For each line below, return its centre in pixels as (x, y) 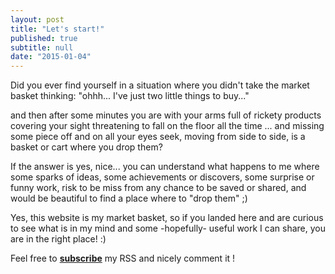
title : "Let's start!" (57, 29)
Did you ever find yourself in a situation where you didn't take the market (160, 85)
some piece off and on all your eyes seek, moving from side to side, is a (158, 137)
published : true (44, 38)
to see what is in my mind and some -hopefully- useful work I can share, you (168, 228)
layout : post (37, 19)
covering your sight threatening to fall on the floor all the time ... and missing (167, 126)
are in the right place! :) (58, 239)
